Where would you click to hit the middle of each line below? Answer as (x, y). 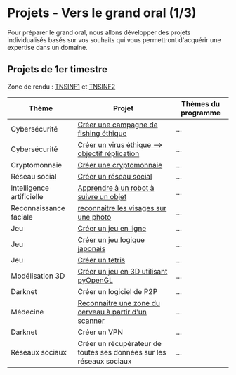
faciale (22, 217)
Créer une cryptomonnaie (120, 165)
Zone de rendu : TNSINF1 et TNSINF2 (61, 87)
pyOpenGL (96, 280)
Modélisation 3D (38, 276)
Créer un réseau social (115, 176)
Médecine (27, 312)
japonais (92, 248)
